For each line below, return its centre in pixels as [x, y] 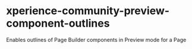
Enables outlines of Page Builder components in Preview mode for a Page [96, 40]
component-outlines [58, 23]
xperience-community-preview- [88, 11]
